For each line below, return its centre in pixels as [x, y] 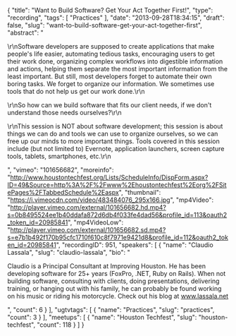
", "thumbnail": [140, 192]
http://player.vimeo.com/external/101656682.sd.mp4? [88, 230]
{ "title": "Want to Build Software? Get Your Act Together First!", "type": [110, 10]
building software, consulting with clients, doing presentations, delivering [113, 281]
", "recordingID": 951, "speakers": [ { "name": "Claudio [135, 245]
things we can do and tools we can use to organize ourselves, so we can [113, 134]
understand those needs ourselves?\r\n [64, 113]
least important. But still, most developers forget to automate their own [110, 76]
